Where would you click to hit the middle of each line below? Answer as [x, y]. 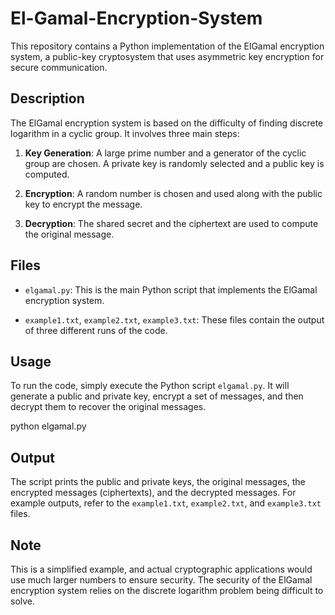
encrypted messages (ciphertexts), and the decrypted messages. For [153, 493]
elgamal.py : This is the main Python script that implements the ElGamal [171, 289]
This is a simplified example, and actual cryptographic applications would [161, 569]
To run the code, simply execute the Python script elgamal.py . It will [150, 386]
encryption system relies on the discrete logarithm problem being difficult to [167, 590]
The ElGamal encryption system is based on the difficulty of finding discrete [167, 123]
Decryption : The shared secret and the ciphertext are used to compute [171, 223]
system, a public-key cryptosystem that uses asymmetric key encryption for [167, 56]
